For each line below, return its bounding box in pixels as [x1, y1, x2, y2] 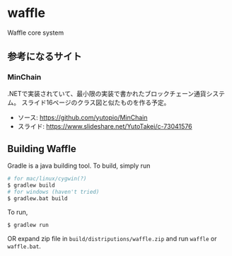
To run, [7, 207, 28, 216]
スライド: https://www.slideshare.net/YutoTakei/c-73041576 [17, 122, 192, 130]
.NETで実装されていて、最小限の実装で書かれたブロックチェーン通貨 [7, 89, 207, 98]
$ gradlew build [7, 182, 55, 189]
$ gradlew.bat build [7, 195, 69, 202]
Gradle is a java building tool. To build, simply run [7, 161, 151, 170]
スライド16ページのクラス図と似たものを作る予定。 [21, 98, 170, 107]
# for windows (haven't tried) [7, 189, 100, 196]
